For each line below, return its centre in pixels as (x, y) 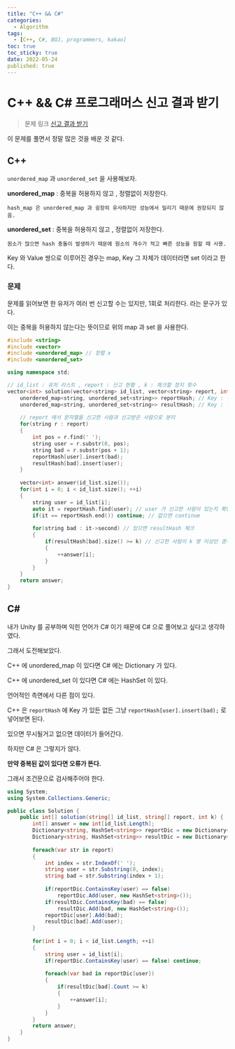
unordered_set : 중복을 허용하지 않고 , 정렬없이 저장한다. (86, 229)
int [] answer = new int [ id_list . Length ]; (94, 824)
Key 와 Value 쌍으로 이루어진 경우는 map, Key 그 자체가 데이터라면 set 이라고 (113, 258)
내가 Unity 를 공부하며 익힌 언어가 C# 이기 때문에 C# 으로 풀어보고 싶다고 (107, 627)
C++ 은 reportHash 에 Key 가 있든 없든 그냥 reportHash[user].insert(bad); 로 (117, 710)
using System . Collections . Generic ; (59, 798)
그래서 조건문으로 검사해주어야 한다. (56, 778)
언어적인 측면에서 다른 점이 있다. (51, 695)
